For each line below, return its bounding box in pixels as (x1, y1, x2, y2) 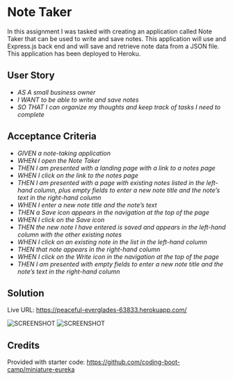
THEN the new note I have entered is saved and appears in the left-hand (17, 223, 226, 231)
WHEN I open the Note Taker (17, 156, 101, 164)
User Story (7, 70, 55, 81)
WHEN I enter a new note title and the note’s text (17, 200, 158, 209)
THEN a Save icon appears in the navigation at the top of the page (17, 208, 210, 216)
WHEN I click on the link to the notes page (17, 171, 139, 180)
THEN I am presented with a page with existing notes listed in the (17, 178, 205, 187)
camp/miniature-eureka (7, 365, 75, 374)
